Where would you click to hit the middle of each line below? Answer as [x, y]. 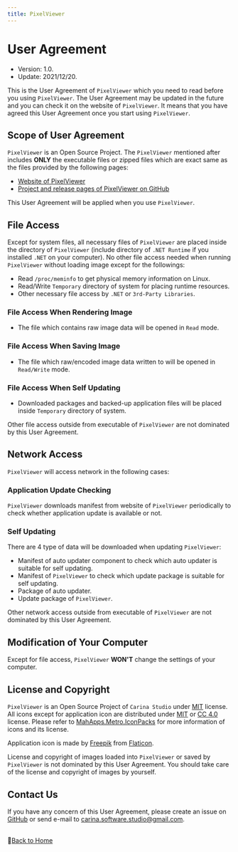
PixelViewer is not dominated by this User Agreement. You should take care [118, 764]
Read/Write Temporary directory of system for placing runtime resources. [124, 286]
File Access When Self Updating [64, 387]
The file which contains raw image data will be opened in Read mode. [118, 327]
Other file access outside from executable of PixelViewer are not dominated [118, 425]
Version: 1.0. [36, 69]
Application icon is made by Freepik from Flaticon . [81, 743]
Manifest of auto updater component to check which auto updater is [118, 561]
